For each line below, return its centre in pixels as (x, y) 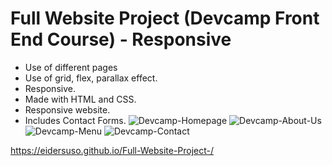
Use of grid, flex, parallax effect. (91, 78)
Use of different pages (71, 67)
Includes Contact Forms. (75, 120)
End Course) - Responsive (121, 39)
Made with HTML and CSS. (80, 99)
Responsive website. (67, 109)
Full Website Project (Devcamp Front (165, 18)
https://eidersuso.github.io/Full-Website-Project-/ (112, 150)
